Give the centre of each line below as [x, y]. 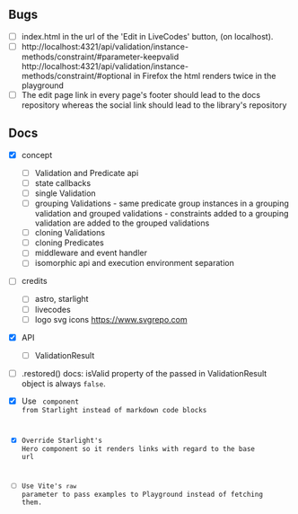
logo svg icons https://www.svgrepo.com [111, 319]
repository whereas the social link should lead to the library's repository [154, 105]
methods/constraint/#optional [76, 75]
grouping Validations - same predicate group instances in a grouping [162, 204]
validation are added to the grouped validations [122, 223]
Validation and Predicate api [87, 173]
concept [37, 155]
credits [34, 281]
